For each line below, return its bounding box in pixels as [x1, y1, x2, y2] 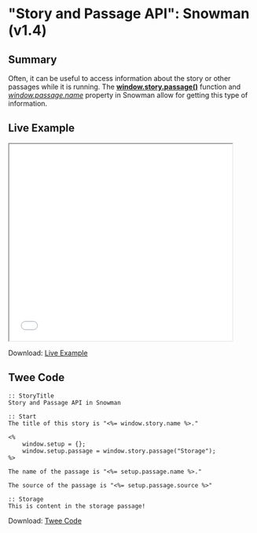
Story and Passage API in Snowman [8, 398, 122, 406]
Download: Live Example [8, 348, 88, 357]
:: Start [8, 413, 37, 420]
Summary [8, 53, 57, 66]
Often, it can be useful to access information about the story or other [8, 74, 231, 83]
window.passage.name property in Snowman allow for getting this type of [8, 91, 248, 99]
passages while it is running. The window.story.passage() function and [8, 82, 241, 91]
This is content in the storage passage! [8, 502, 146, 510]
